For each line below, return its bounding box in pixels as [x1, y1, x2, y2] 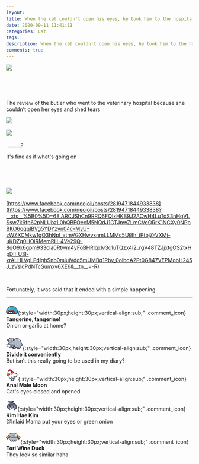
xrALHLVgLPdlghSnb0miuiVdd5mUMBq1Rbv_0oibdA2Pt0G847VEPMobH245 [6, 256, 192, 263]
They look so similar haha [6, 451, 69, 458]
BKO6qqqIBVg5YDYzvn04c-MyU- [6, 225, 90, 232]
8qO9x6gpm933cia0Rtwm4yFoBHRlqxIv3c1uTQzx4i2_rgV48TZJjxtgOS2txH [6, 244, 192, 251]
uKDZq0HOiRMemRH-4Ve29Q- [6, 237, 83, 244]
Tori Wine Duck [6, 444, 45, 452]
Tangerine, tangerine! [6, 315, 61, 323]
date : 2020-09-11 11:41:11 [6, 22, 73, 28]
